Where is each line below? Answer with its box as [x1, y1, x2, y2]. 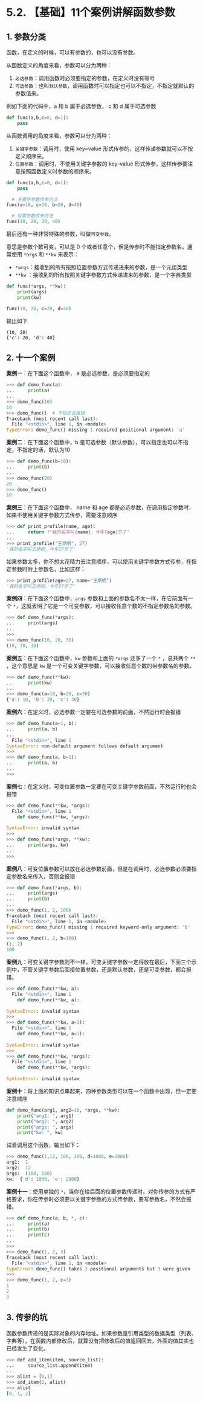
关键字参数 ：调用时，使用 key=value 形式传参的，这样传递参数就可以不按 [14, 145, 193, 152]
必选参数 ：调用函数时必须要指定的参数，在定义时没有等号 [14, 75, 155, 82]
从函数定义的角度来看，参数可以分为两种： [6, 62, 112, 68]
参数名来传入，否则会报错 [11, 872, 76, 880]
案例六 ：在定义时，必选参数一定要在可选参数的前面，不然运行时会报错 [6, 709, 181, 716]
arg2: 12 [6, 1165, 31, 1171]
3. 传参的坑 [6, 1312, 48, 1323]
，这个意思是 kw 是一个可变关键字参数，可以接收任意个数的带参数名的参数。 [6, 662, 195, 669]
